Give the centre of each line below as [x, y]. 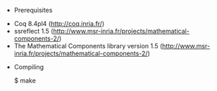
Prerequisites [33, 10]
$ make [25, 80]
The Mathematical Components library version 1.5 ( [88, 46]
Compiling [29, 67]
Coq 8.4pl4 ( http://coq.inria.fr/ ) [59, 23]
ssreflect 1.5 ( [33, 31]
